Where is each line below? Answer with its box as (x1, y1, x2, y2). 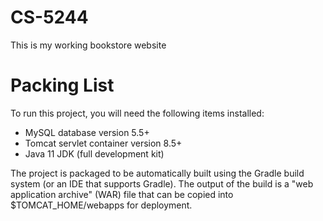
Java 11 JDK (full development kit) (24, 147, 165, 160)
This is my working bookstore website (10, 39, 167, 51)
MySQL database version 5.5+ (24, 126, 150, 138)
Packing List (10, 74, 115, 97)
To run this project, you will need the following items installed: (10, 107, 265, 119)
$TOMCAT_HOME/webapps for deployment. (10, 199, 193, 211)
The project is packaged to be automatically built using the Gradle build (10, 167, 305, 179)
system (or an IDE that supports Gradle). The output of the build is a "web (10, 177, 314, 190)
